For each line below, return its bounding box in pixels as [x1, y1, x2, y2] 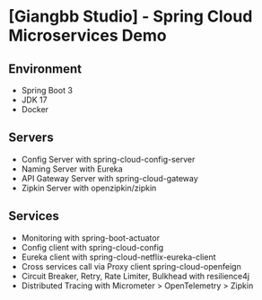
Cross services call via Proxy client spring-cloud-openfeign [21, 260, 241, 271]
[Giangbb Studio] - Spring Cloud [8, 6, 253, 27]
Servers [8, 130, 55, 146]
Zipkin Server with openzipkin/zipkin [21, 182, 157, 193]
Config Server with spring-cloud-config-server [21, 154, 196, 164]
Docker [21, 104, 49, 114]
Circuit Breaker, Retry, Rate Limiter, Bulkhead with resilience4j [21, 270, 250, 281]
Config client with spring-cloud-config [21, 242, 164, 252]
